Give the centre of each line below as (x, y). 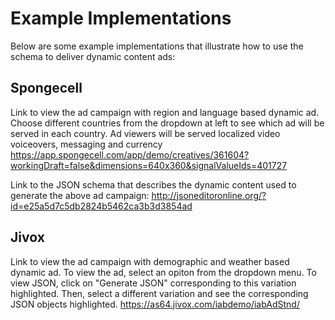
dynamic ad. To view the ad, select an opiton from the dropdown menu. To (163, 272)
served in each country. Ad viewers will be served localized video (145, 133)
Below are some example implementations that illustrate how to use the (157, 46)
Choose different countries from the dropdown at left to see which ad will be (167, 123)
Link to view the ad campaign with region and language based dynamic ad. (165, 112)
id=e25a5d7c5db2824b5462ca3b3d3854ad (101, 206)
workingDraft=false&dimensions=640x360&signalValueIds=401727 (149, 165)
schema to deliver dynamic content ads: (93, 56)
